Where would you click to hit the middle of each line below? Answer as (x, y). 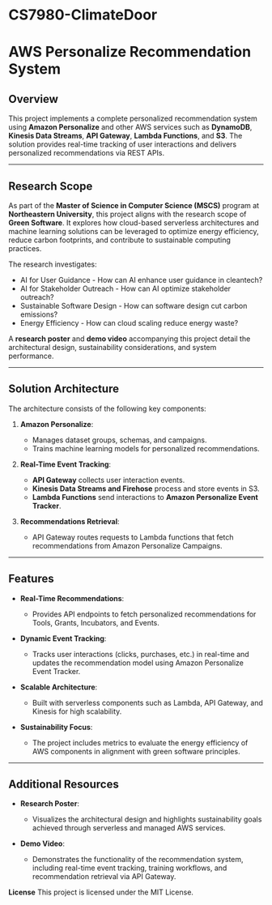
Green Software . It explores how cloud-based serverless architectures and (134, 223)
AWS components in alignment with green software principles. (136, 751)
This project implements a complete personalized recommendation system (133, 118)
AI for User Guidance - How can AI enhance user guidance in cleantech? (141, 280)
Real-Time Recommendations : (72, 598)
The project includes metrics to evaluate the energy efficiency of (140, 742)
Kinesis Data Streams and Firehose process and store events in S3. (146, 489)
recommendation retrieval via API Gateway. (104, 877)
